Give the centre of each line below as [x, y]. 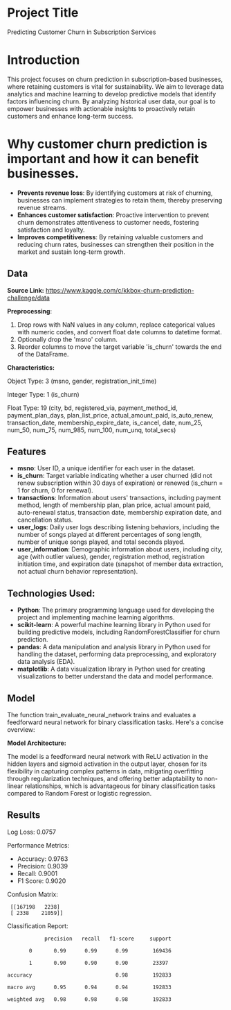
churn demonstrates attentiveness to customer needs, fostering [108, 222]
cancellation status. [45, 520]
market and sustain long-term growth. [71, 252]
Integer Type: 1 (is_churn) [43, 394]
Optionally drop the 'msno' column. [67, 339]
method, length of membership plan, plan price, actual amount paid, [114, 505]
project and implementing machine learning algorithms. [96, 617]
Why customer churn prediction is [107, 144]
